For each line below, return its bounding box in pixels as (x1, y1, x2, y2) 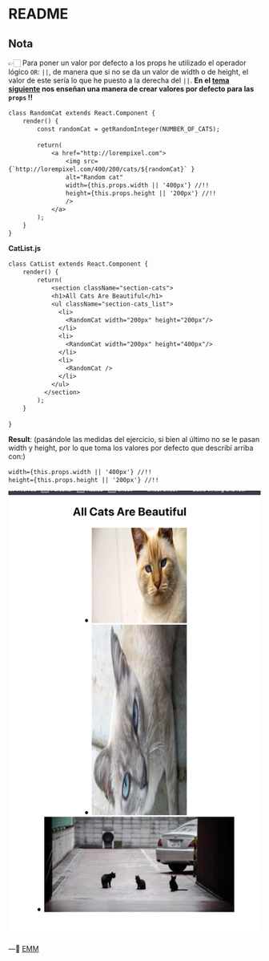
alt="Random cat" (65, 173, 124, 181)
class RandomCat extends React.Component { (8, 109, 156, 117)
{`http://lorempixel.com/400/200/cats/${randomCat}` (8, 165, 188, 173)
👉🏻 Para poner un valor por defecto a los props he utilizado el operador (8, 58, 247, 67)
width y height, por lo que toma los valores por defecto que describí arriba (8, 443, 254, 452)
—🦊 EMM (8, 944, 39, 954)
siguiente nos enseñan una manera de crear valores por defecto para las (8, 84, 255, 93)
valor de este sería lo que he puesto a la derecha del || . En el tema (8, 75, 230, 85)
